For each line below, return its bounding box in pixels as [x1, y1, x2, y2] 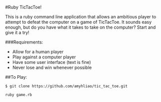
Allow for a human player [12, 49, 64, 54]
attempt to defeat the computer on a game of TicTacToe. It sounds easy [5, 19, 152, 25]
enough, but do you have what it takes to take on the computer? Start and [5, 24, 156, 30]
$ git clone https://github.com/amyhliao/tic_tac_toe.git [5, 84, 128, 89]
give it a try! [5, 30, 30, 35]
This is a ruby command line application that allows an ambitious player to [5, 14, 157, 19]
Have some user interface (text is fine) [12, 59, 91, 65]
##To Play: [5, 74, 27, 80]
